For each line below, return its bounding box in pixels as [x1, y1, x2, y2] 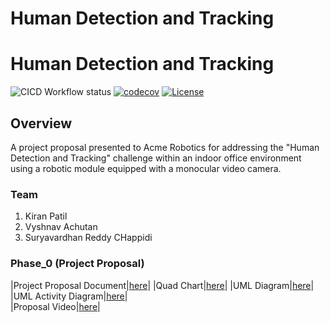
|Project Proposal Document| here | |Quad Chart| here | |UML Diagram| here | [10, 279, 315, 291]
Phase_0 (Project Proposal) [10, 257, 145, 271]
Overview [10, 115, 73, 132]
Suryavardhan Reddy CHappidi [24, 232, 153, 244]
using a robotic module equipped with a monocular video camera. [10, 162, 282, 174]
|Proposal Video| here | [10, 300, 101, 312]
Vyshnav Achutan [24, 221, 98, 233]
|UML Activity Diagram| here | [10, 290, 128, 302]
